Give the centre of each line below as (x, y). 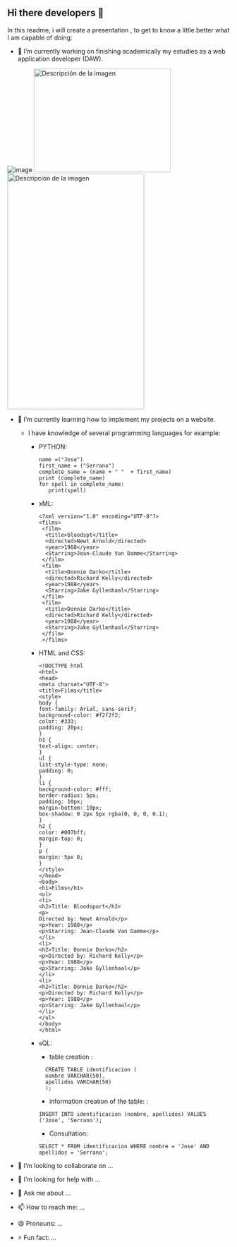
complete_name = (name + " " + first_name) (105, 472)
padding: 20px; (61, 727)
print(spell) (67, 490)
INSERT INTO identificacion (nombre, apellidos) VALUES (122, 1114)
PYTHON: (53, 446)
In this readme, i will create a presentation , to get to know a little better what (119, 30)
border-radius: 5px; (69, 795)
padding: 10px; (61, 801)
